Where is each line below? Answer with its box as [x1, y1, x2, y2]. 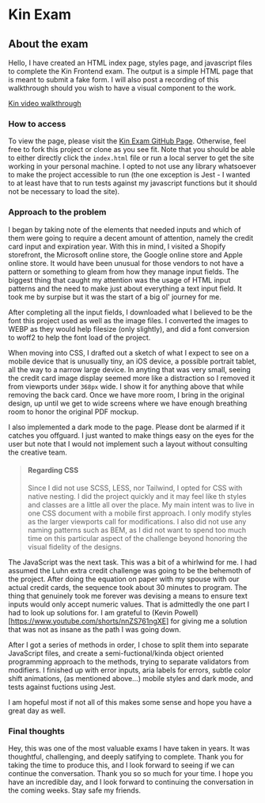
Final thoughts [8, 725, 66, 736]
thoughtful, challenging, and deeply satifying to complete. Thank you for [8, 752, 244, 762]
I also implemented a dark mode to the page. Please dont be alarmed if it [8, 422, 245, 432]
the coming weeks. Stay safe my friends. [8, 786, 141, 795]
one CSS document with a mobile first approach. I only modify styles [27, 508, 252, 518]
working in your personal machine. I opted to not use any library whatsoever [8, 162, 257, 171]
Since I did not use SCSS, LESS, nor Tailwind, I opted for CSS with [27, 483, 243, 493]
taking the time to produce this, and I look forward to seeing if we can [8, 760, 235, 770]
